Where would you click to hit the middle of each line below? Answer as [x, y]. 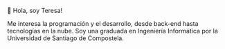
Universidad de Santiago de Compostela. [66, 38]
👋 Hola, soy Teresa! [35, 11]
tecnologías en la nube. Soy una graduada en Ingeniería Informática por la [112, 31]
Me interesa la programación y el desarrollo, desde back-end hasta [103, 23]
